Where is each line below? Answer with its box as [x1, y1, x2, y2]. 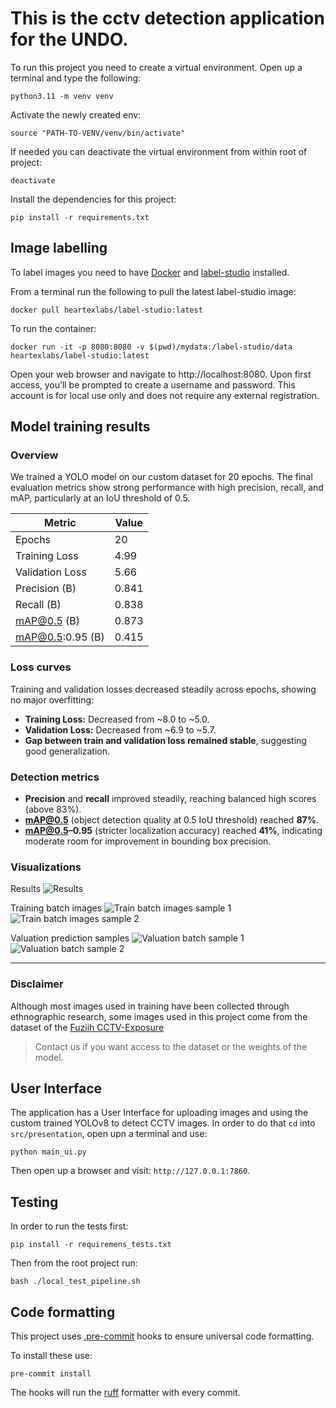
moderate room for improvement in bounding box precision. [24, 835, 272, 847]
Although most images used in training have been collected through [10, 1000, 290, 1012]
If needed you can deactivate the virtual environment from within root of [10, 145, 308, 157]
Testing [10, 1193, 59, 1211]
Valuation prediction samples [10, 932, 130, 944]
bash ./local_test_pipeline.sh [10, 1277, 141, 1287]
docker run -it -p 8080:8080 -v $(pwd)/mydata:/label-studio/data [10, 342, 293, 352]
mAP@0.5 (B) [15, 614, 81, 628]
